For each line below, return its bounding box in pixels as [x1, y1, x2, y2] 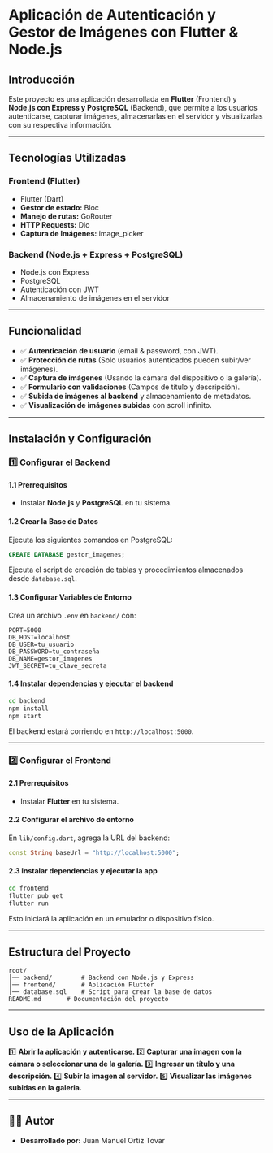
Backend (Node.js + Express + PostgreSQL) [8, 249, 184, 260]
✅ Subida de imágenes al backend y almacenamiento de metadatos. [19, 391, 252, 401]
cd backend [8, 696, 45, 704]
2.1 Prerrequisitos [8, 778, 69, 787]
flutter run [8, 899, 49, 908]
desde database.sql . [8, 574, 77, 583]
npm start [8, 712, 42, 720]
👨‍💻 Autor [8, 1114, 55, 1128]
